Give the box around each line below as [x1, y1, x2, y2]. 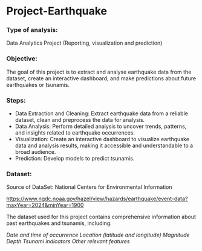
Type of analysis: [6, 26, 58, 34]
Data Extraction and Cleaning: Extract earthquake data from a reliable [15, 110, 189, 117]
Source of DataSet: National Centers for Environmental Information [6, 183, 172, 191]
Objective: [6, 54, 37, 63]
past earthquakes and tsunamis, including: [6, 220, 112, 227]
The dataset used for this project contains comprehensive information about [6, 213, 197, 221]
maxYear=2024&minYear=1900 [6, 202, 84, 209]
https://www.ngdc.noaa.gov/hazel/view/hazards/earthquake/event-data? [6, 195, 189, 203]
